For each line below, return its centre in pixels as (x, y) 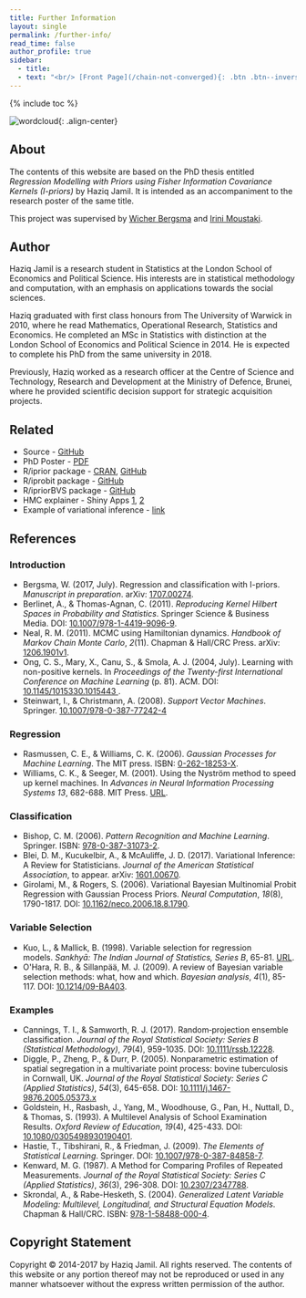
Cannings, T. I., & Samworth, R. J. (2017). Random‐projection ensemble (155, 1030)
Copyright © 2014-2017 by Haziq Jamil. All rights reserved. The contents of (151, 1264)
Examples (32, 1010)
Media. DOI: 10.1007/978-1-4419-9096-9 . (100, 623)
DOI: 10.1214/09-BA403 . (82, 986)
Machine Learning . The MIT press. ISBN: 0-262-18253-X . (130, 763)
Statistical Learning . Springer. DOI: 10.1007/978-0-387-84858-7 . (143, 1156)
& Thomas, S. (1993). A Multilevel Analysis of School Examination (144, 1117)
